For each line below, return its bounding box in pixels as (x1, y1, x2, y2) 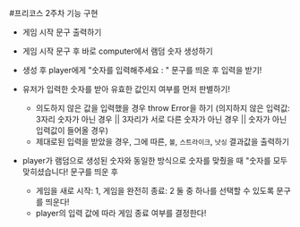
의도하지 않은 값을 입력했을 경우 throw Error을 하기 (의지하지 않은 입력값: (35, 103, 291, 113)
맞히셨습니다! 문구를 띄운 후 (21, 166, 119, 177)
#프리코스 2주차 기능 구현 (9, 8, 99, 18)
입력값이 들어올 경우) (35, 125, 109, 136)
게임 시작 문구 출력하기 (21, 27, 102, 38)
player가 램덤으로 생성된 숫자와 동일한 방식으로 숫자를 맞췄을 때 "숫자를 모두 (21, 156, 288, 165)
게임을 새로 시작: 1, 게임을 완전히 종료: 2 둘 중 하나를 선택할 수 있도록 (35, 186, 275, 196)
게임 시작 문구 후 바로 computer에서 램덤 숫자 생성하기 (21, 46, 213, 56)
